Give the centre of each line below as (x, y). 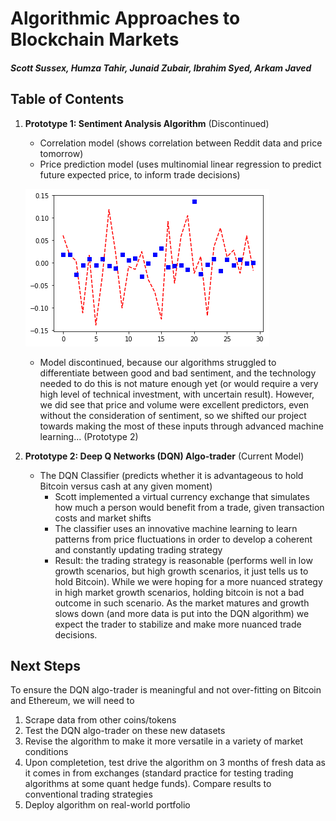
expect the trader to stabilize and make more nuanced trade (178, 624)
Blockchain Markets (95, 39)
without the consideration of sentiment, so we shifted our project (173, 415)
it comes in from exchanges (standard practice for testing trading (159, 773)
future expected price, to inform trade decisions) (140, 174)
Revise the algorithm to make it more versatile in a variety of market (164, 741)
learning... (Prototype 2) (89, 436)
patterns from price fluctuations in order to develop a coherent (183, 539)
